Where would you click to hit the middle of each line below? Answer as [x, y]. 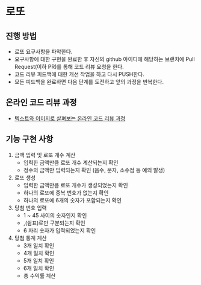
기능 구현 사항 [29, 139]
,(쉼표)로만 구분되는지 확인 [54, 223]
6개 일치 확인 [39, 268]
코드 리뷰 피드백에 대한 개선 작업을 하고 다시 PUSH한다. [79, 74]
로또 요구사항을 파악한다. [43, 52]
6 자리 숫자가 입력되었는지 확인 [60, 230]
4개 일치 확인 [39, 253]
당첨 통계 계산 [30, 238]
